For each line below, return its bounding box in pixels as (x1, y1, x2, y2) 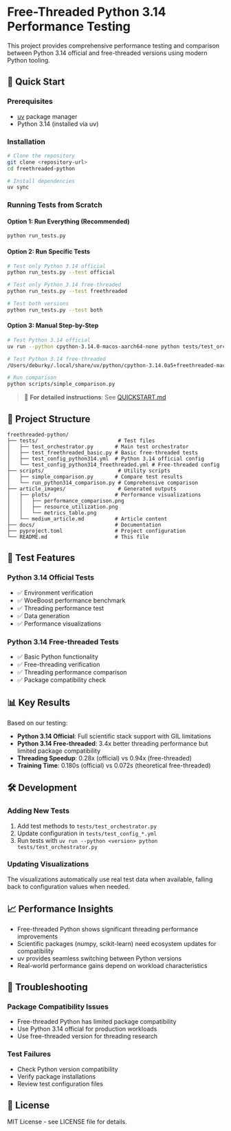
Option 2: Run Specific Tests (7, 247, 91, 255)
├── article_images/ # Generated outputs (7, 485, 177, 492)
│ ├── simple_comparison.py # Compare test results (7, 474, 184, 481)
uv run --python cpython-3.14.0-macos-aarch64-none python (7, 343, 180, 350)
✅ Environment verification (16, 589, 93, 597)
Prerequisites (7, 97, 53, 107)
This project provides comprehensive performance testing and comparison (7, 41, 220, 50)
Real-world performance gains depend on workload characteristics (16, 961, 208, 969)
